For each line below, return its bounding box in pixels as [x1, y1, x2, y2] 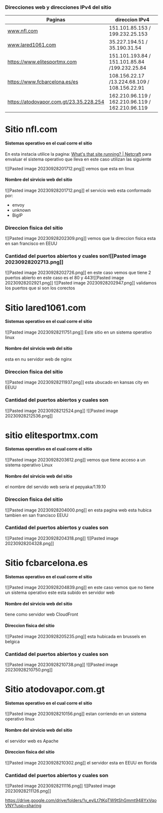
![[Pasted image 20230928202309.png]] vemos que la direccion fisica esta [5, 236, 156, 241]
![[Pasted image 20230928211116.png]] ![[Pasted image [5, 783, 115, 789]
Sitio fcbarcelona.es [5, 558, 88, 569]
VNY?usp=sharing [5, 803, 42, 809]
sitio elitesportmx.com [5, 430, 98, 441]
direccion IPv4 [115, 16, 149, 23]
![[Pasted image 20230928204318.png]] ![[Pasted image [5, 535, 119, 541]
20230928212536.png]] [5, 413, 53, 418]
